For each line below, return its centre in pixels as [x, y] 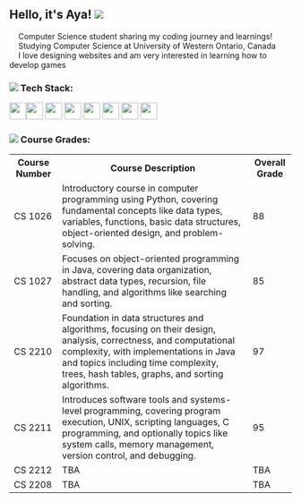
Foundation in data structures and [133, 319]
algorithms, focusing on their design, [139, 329]
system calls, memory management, [138, 445]
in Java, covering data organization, [137, 270]
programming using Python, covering [140, 200]
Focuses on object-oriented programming [151, 259]
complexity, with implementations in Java [149, 352]
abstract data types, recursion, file [134, 281]
